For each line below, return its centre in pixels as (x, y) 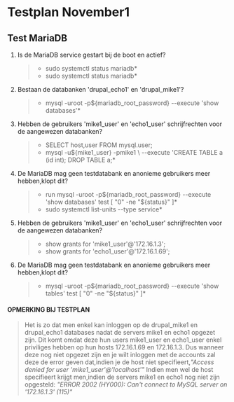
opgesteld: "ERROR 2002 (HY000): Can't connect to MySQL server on (126, 384)
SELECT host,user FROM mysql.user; (99, 145)
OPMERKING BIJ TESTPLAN (49, 310)
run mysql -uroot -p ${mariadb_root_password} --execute (128, 194)
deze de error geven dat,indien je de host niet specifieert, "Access (119, 362)
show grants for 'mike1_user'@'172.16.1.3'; (105, 244)
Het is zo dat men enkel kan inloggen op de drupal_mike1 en (111, 325)
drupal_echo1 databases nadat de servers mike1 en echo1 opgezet (120, 333)
